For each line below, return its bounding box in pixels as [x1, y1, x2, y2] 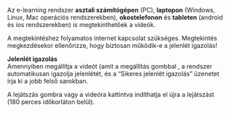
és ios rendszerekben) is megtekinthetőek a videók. [7, 21, 155, 28]
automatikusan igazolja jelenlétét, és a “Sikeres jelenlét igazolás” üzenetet [7, 69, 220, 78]
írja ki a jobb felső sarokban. [7, 77, 89, 85]
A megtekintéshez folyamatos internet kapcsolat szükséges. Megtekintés [7, 34, 217, 42]
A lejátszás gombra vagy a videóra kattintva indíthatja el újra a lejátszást [7, 90, 215, 98]
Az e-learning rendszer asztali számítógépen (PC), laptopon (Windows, [7, 6, 216, 14]
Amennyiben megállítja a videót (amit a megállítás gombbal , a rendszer [7, 62, 213, 70]
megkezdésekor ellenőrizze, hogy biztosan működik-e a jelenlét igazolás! [7, 42, 217, 49]
